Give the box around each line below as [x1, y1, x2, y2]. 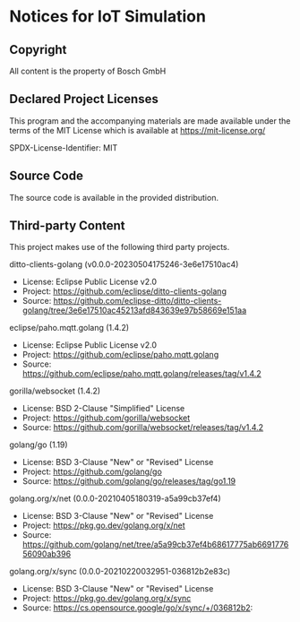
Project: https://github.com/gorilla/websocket [21, 412, 191, 423]
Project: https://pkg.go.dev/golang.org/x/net [21, 520, 185, 531]
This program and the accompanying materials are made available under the [9, 115, 291, 126]
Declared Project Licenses [9, 91, 159, 107]
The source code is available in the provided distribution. [9, 192, 219, 203]
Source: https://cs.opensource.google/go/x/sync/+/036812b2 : [21, 602, 253, 613]
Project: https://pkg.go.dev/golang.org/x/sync [21, 593, 192, 604]
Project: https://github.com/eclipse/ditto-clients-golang [21, 286, 227, 297]
